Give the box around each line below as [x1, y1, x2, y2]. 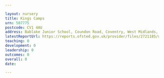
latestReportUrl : [5, 34, 41, 39]
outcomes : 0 [5, 52, 29, 57]
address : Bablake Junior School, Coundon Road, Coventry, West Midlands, [5, 30, 159, 35]
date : [5, 61, 16, 66]
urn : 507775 [5, 20, 29, 25]
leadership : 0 [5, 47, 34, 53]
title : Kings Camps [5, 16, 45, 21]
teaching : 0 [5, 39, 29, 44]
